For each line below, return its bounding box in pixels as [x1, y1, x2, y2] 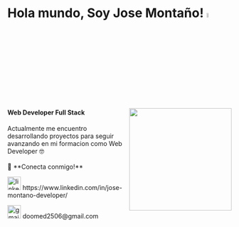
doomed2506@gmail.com [22, 211, 99, 220]
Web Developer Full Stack [7, 108, 85, 117]
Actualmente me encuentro [7, 124, 87, 132]
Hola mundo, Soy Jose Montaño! [7, 5, 204, 21]
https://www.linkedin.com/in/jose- [22, 183, 122, 191]
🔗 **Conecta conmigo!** [7, 162, 84, 171]
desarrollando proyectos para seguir [7, 132, 115, 140]
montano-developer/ [7, 191, 68, 199]
